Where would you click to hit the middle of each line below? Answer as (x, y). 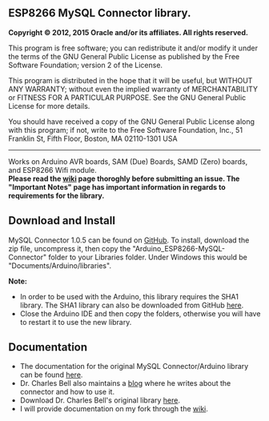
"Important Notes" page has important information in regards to (117, 186)
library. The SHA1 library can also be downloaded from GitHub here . (132, 305)
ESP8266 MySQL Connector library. (100, 13)
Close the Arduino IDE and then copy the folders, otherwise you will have (140, 313)
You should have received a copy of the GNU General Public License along (131, 121)
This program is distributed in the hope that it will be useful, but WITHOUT (130, 80)
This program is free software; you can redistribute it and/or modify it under (133, 48)
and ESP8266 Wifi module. (53, 170)
